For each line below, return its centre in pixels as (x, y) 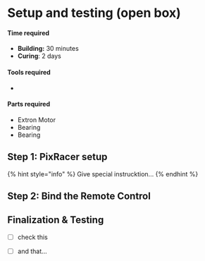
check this (32, 237)
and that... (32, 251)
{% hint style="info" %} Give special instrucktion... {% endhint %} (103, 174)
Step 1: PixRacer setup (57, 157)
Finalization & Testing (56, 220)
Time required (29, 32)
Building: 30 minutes (48, 49)
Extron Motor (37, 120)
